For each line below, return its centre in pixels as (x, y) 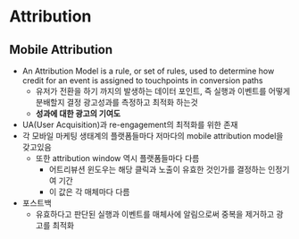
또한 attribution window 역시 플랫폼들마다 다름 (117, 158)
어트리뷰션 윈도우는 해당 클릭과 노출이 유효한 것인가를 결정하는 (157, 169)
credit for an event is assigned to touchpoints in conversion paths (142, 81)
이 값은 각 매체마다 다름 (89, 192)
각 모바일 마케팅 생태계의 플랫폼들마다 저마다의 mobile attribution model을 (153, 136)
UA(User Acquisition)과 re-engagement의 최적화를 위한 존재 (130, 124)
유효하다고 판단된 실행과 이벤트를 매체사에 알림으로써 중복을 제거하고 (155, 214)
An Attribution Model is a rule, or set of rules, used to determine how (148, 71)
